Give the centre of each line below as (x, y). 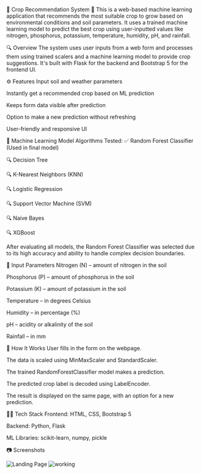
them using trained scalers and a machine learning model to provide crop (98, 56)
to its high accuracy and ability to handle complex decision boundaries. (96, 253)
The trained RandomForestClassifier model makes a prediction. (86, 372)
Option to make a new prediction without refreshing (71, 117)
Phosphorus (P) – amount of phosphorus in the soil (70, 277)
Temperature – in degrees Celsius (49, 301)
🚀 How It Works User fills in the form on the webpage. (74, 348)
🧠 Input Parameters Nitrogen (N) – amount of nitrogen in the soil (86, 265)
